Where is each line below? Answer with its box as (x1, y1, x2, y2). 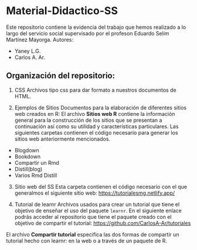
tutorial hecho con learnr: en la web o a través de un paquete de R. (6, 237, 168, 244)
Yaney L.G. (14, 47, 41, 54)
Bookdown (14, 153, 41, 160)
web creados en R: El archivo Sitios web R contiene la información (14, 110, 175, 117)
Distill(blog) (14, 165, 43, 172)
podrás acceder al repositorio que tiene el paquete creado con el (14, 213, 172, 220)
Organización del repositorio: (6, 71, 116, 81)
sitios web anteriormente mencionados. (14, 135, 110, 142)
